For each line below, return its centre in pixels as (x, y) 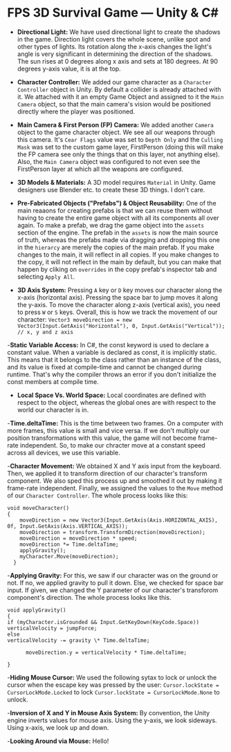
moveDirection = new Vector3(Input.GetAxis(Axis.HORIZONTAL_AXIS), (119, 520)
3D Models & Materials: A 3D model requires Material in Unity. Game (116, 182)
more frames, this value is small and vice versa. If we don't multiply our (109, 430)
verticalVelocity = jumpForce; (52, 628)
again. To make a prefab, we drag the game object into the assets (111, 225)
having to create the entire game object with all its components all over (118, 218)
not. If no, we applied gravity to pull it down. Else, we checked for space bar (115, 583)
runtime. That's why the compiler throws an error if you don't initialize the (112, 374)
